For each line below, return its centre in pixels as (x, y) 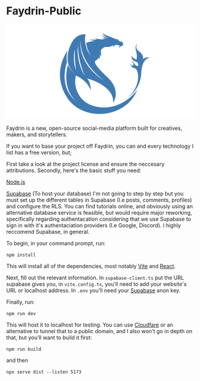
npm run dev (21, 313)
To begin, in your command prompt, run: (56, 243)
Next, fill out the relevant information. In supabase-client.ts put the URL (95, 278)
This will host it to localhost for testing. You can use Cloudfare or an (90, 325)
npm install (21, 255)
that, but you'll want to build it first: (49, 337)
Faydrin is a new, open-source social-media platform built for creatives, (94, 128)
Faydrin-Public (44, 11)
